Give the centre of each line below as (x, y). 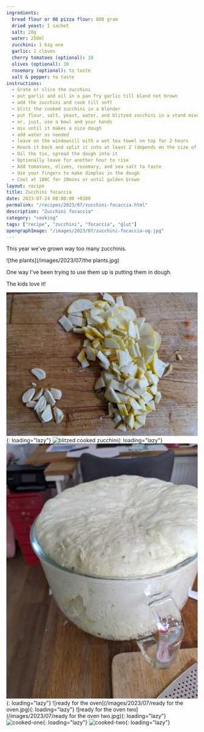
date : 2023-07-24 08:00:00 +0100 (49, 199)
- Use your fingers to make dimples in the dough (76, 173)
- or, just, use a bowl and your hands (62, 121)
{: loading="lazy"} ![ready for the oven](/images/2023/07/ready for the (95, 703)
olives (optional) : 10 (40, 64)
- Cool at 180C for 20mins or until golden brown (76, 179)
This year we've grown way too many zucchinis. (66, 248)
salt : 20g (24, 32)
